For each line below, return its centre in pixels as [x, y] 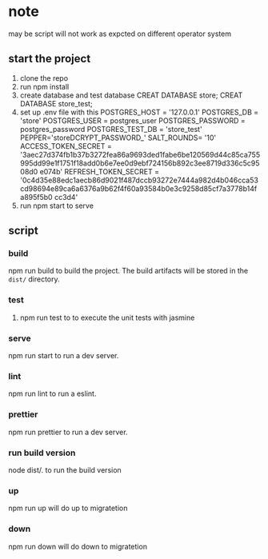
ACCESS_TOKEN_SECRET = [66, 146]
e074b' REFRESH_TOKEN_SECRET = [100, 171]
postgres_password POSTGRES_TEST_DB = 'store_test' [111, 129]
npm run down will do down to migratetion [78, 546]
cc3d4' [66, 197]
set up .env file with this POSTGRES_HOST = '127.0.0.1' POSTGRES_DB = [139, 112]
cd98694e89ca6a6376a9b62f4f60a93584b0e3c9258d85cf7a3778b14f [138, 188]
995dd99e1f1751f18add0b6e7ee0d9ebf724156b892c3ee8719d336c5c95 [140, 163]
